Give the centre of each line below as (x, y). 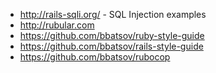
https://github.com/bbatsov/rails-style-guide (111, 46)
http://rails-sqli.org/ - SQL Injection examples (113, 14)
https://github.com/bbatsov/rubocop (95, 57)
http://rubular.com (57, 25)
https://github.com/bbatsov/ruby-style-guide (112, 35)
